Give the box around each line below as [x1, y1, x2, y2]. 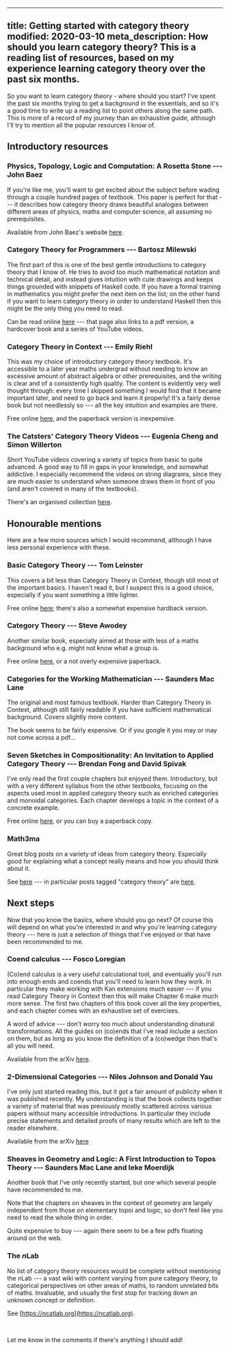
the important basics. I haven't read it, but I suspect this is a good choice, [7, 583, 214, 591]
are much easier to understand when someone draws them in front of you [7, 478, 216, 486]
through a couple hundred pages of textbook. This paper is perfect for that [7, 193, 218, 201]
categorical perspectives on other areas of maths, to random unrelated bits [7, 1281, 219, 1289]
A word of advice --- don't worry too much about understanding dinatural [7, 1019, 215, 1028]
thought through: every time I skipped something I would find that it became [7, 386, 221, 395]
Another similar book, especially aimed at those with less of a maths [7, 636, 199, 645]
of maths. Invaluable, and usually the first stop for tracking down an [7, 1289, 197, 1297]
